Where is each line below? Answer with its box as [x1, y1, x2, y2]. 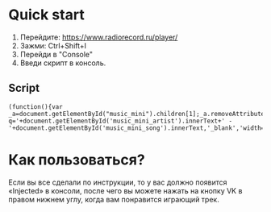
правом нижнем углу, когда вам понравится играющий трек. [8, 194, 219, 204]
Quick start [8, 6, 85, 24]
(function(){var [8, 102, 63, 110]
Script [8, 81, 40, 95]
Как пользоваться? [8, 151, 145, 168]
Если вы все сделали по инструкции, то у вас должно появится [8, 177, 227, 187]
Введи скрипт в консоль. [19, 58, 106, 68]
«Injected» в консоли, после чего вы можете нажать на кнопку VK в [8, 185, 243, 195]
